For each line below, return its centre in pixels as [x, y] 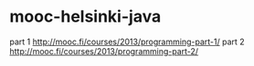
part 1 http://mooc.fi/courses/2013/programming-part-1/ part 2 [127, 42]
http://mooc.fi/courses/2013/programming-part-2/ [104, 51]
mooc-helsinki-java [85, 17]
